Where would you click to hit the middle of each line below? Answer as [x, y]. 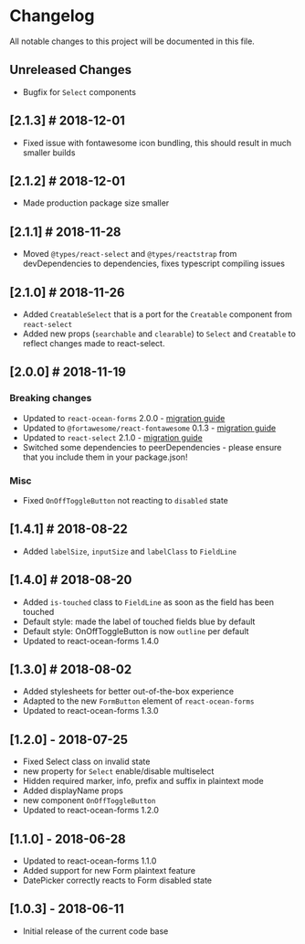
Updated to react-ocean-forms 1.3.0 [90, 711]
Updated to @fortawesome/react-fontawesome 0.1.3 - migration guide [149, 428]
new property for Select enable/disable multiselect [118, 771]
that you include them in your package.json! [105, 457]
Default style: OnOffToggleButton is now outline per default [136, 631]
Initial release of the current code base [95, 931]
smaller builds [49, 153]
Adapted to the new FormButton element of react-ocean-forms [138, 701]
